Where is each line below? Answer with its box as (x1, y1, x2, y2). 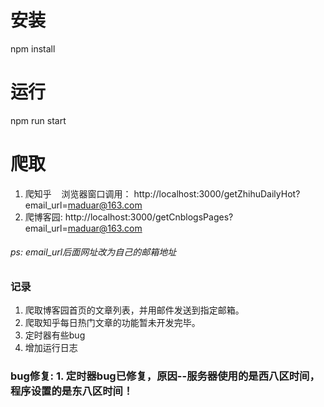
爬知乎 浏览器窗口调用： (24, 187, 132, 200)
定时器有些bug (24, 329, 86, 341)
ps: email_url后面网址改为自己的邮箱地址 (10, 246, 177, 258)
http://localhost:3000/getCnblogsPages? (64, 211, 234, 223)
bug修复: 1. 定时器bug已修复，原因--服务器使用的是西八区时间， (10, 369, 320, 383)
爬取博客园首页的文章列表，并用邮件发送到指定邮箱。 (24, 304, 245, 316)
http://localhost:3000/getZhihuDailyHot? (133, 187, 301, 200)
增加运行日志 (24, 342, 78, 354)
